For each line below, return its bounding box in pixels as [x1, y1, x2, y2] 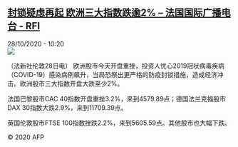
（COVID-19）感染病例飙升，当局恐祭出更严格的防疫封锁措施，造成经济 [7, 70, 217, 78]
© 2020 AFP [7, 133, 45, 141]
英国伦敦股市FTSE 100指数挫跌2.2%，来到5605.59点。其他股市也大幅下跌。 [7, 118, 232, 127]
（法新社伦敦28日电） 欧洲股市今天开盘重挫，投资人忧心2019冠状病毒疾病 [7, 61, 224, 70]
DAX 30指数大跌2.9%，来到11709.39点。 [7, 103, 128, 112]
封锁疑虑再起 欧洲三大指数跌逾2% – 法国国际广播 [7, 6, 222, 19]
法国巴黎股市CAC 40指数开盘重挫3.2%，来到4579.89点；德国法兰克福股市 [7, 94, 227, 103]
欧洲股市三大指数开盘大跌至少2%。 [19, 79, 124, 88]
